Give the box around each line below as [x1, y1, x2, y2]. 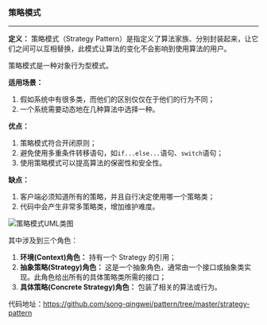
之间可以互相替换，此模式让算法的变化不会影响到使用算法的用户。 [14, 44, 231, 53]
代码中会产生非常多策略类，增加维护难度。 [19, 202, 160, 211]
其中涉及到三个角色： [8, 236, 78, 246]
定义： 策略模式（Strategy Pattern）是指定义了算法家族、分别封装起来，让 [8, 34, 252, 44]
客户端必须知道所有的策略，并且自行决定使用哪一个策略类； [19, 192, 215, 202]
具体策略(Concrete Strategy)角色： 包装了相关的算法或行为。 [19, 282, 222, 292]
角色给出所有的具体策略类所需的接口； [41, 273, 167, 282]
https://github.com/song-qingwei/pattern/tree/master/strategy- [43, 300, 250, 309]
